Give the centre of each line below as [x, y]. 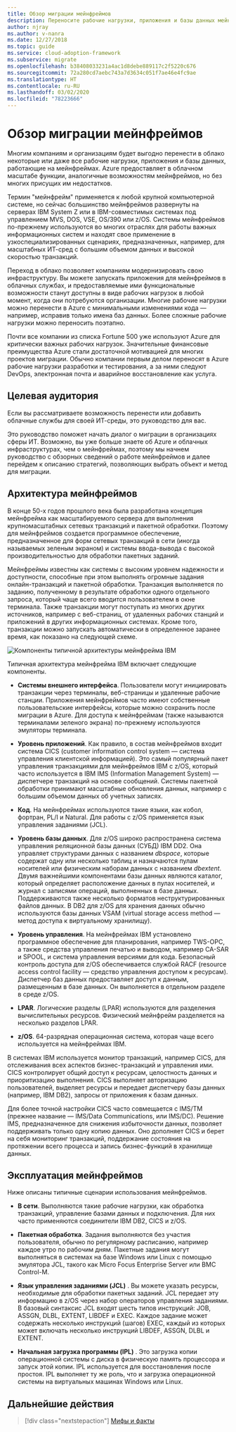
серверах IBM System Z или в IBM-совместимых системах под [102, 211]
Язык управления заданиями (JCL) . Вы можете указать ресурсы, [118, 1285]
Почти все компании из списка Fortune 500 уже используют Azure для [114, 336]
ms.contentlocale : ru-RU [44, 86]
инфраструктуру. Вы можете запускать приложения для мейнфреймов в [117, 278]
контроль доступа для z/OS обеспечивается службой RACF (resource [122, 964]
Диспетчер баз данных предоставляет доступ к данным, [103, 979]
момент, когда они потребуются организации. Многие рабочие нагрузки [117, 300]
